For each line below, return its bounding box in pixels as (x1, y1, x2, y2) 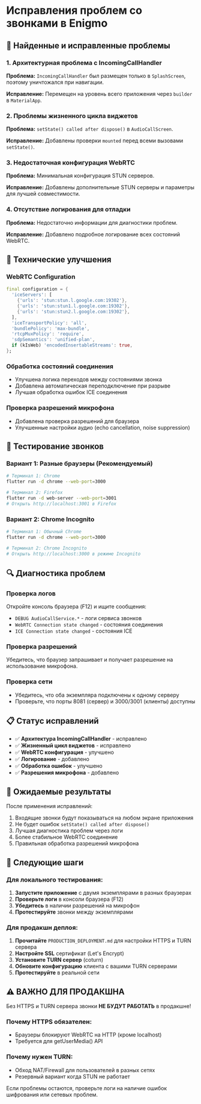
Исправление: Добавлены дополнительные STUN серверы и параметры (6, 184, 195, 191)
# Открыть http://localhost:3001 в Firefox (6, 501, 117, 507)
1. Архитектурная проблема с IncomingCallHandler (6, 58, 162, 67)
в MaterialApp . (6, 96, 42, 104)
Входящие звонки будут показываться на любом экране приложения (14, 814, 194, 821)
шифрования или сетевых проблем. (6, 1091, 98, 1098)
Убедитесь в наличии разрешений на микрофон (14, 902, 140, 909)
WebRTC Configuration (6, 272, 76, 281)
